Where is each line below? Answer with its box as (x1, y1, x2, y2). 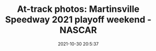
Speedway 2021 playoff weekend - (5, 14, 152, 25)
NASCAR (59, 25, 97, 36)
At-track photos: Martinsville (16, 3, 140, 15)
